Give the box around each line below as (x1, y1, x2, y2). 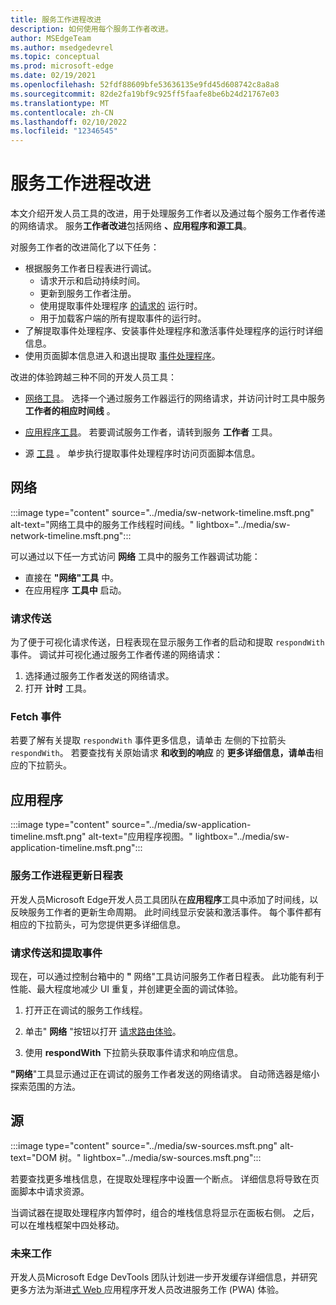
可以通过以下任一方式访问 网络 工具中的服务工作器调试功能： (10, 550, 261, 562)
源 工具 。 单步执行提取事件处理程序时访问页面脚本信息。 (24, 447, 261, 460)
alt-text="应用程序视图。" (88, 831, 193, 843)
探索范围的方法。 (10, 1080, 81, 1092)
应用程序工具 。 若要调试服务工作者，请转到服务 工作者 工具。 (24, 426, 278, 438)
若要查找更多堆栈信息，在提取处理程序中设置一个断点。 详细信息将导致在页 (10, 1172, 320, 1185)
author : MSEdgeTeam (10, 33, 92, 43)
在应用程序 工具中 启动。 (24, 584, 127, 596)
